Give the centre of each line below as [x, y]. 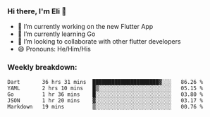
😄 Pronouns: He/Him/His [54, 49]
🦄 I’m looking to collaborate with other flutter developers [99, 42]
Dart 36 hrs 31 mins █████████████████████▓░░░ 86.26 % [105, 82]
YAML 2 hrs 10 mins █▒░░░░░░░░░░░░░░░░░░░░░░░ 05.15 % [105, 88]
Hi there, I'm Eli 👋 [37, 11]
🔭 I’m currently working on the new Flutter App [85, 27]
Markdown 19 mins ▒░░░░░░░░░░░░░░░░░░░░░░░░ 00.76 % [105, 106]
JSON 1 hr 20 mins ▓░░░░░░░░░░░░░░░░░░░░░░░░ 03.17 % [105, 100]
